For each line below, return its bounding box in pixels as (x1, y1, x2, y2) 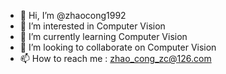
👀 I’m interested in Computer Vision (19, 20, 166, 32)
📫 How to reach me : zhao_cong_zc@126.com (19, 53, 212, 64)
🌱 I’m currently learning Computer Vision (19, 31, 188, 42)
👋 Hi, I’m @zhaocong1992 (19, 10, 127, 21)
